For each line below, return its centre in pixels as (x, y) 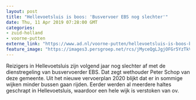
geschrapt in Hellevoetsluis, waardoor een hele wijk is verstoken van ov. (92, 90)
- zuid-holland (24, 33)
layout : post (22, 11)
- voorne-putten (26, 38)
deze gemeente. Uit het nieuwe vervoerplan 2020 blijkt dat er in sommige (94, 78)
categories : (20, 28)
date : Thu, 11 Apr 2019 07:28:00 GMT (52, 22)
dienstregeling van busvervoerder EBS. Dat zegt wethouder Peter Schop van (98, 72)
